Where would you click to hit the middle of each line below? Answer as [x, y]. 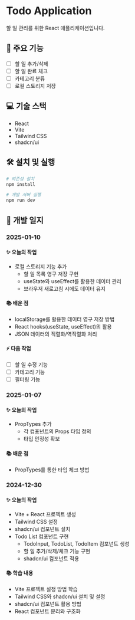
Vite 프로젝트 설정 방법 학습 [46, 589]
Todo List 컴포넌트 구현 [42, 536]
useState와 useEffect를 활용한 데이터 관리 [73, 281]
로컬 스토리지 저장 [35, 86]
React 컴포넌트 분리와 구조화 [47, 611]
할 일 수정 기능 [31, 365]
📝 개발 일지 [25, 220]
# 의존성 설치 [20, 179]
